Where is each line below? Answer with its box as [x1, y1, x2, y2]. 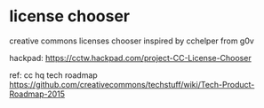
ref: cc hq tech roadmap [9, 69, 98, 81]
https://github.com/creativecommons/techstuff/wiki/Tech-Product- [9, 79, 255, 89]
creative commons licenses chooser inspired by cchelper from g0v [9, 35, 255, 46]
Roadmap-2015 [9, 89, 65, 99]
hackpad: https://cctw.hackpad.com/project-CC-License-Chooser [9, 52, 252, 63]
